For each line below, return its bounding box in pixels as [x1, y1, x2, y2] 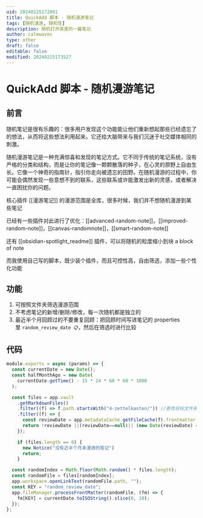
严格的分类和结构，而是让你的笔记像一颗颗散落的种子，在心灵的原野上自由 [6, 161, 192, 168]
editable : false [6, 49, 47, 55]
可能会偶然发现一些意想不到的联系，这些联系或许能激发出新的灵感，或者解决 [6, 176, 197, 183]
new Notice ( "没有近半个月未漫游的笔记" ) [22, 445, 115, 451]
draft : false [6, 43, 39, 49]
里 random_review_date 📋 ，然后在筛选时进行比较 [14, 324, 137, 331]
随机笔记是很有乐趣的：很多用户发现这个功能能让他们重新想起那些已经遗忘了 [6, 125, 197, 132]
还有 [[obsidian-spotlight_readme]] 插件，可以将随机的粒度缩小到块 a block [6, 237, 193, 244]
